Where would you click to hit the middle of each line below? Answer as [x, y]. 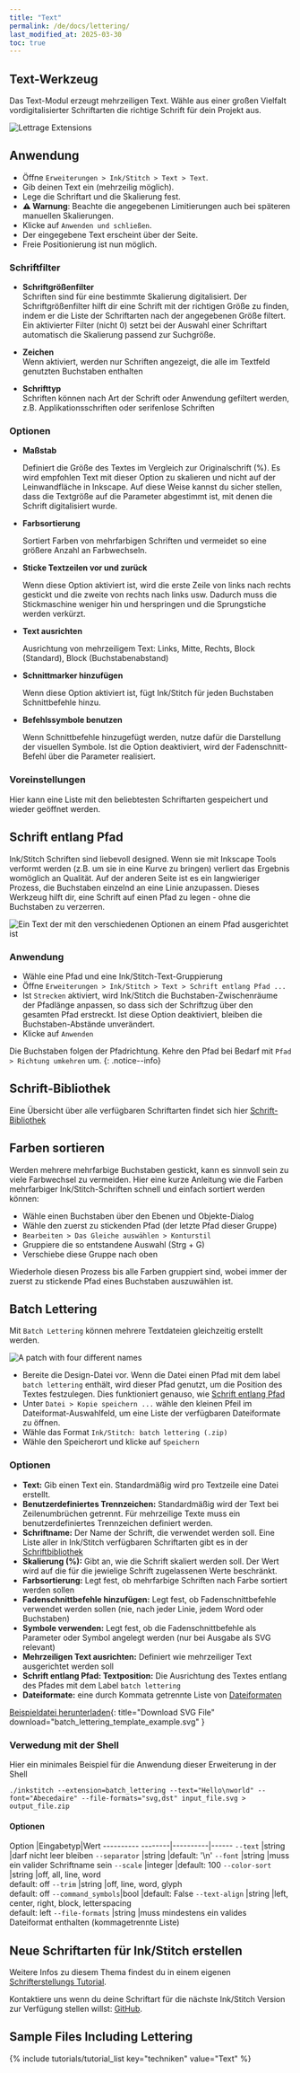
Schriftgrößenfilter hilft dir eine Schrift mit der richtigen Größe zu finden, [155, 306]
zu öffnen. [41, 1423]
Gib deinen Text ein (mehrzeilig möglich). [98, 187]
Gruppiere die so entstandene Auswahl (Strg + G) [113, 1244]
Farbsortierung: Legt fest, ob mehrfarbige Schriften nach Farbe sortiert [155, 1580]
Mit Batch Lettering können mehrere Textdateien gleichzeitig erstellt [136, 1331]
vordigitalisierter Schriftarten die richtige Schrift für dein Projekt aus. [135, 110]
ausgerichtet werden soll [68, 1666]
